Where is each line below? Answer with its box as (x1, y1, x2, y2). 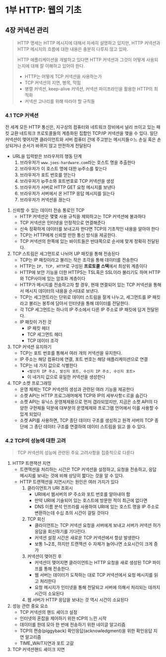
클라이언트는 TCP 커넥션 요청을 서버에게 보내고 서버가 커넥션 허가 (34, 522, 161, 528)
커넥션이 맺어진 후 (27, 553, 62, 559)
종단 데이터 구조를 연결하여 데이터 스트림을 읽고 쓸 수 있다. (34, 424, 147, 430)
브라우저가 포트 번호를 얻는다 (19, 172, 76, 178)
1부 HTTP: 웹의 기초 (5, 4, 82, 16)
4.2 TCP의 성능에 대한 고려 (5, 438, 66, 444)
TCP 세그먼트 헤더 (27, 331, 63, 338)
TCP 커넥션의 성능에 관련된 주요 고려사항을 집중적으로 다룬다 (17, 449, 135, 455)
